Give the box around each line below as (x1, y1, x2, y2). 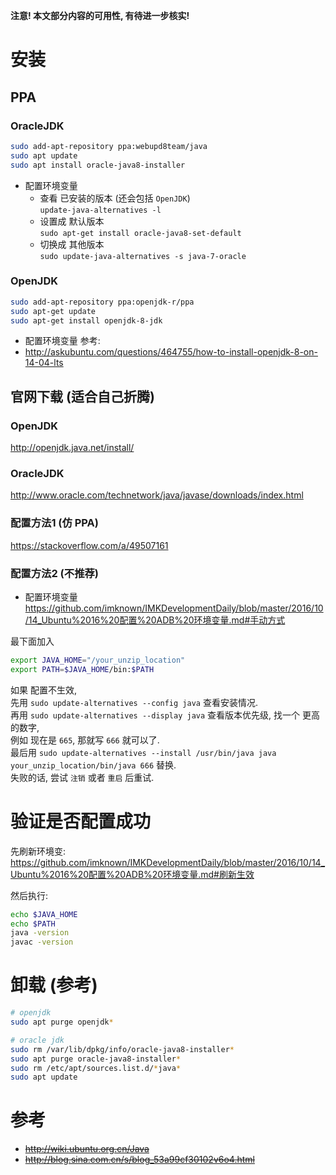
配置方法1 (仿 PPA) (10, 516, 99, 530)
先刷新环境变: (10, 845, 67, 857)
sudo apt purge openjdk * (10, 1017, 114, 1027)
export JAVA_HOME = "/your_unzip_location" (10, 655, 186, 665)
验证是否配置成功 (10, 810, 152, 833)
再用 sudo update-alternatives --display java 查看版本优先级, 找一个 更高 (10, 709, 320, 721)
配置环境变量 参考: (24, 335, 101, 347)
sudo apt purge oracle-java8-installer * (10, 1054, 182, 1064)
